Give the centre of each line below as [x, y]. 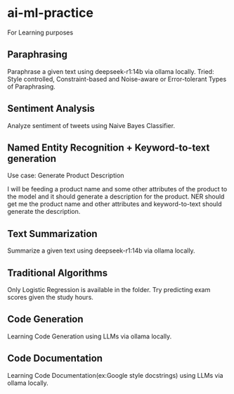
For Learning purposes [40, 32]
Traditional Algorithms [57, 273]
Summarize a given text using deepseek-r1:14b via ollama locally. [101, 250]
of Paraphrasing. [32, 87]
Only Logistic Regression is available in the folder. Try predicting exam [109, 290]
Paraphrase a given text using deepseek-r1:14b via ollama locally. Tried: [111, 71]
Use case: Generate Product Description [66, 176]
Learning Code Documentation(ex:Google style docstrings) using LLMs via [115, 375]
